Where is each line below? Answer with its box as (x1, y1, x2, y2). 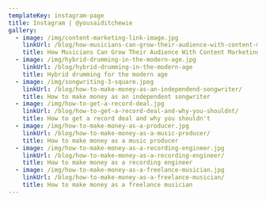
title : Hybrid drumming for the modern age (22, 70, 169, 78)
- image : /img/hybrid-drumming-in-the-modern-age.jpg (15, 56, 196, 64)
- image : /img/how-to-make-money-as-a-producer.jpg (15, 122, 190, 130)
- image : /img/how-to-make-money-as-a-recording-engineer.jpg (15, 144, 225, 152)
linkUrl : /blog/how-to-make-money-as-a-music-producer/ (22, 129, 211, 137)
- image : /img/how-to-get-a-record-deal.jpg (15, 100, 165, 108)
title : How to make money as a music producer (22, 136, 179, 145)
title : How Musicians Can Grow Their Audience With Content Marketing (22, 48, 260, 56)
